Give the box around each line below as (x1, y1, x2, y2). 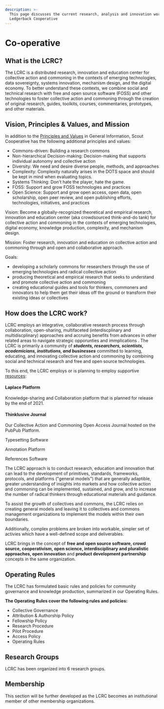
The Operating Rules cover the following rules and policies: (5, 598, 128, 604)
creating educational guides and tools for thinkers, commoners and (12, 285, 147, 290)
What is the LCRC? (5, 57, 63, 65)
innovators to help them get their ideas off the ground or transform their (12, 289, 157, 296)
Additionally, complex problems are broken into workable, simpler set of (5, 526, 150, 532)
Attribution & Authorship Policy (12, 613, 74, 619)
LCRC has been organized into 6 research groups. (5, 666, 106, 672)
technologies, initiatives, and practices (12, 200, 90, 206)
